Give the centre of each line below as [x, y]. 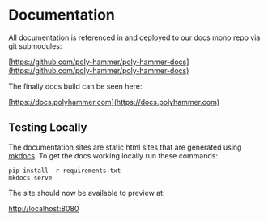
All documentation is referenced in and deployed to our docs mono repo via [134, 37]
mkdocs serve [30, 178]
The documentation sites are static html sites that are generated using [125, 147]
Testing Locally [48, 128]
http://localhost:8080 [44, 208]
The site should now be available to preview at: [87, 193]
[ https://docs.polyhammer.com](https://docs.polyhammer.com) [114, 102]
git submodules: [35, 45]
